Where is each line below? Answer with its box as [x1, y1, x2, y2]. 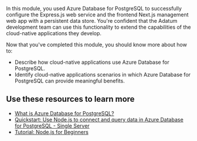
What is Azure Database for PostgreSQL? [14, 109, 114, 116]
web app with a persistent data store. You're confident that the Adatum [6, 18, 178, 24]
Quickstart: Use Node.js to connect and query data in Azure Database [14, 116, 184, 123]
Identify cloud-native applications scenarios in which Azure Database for [14, 71, 191, 78]
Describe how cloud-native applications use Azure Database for [14, 59, 169, 66]
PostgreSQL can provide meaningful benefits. [14, 77, 125, 84]
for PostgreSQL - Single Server [14, 122, 90, 129]
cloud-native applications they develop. [6, 30, 101, 37]
